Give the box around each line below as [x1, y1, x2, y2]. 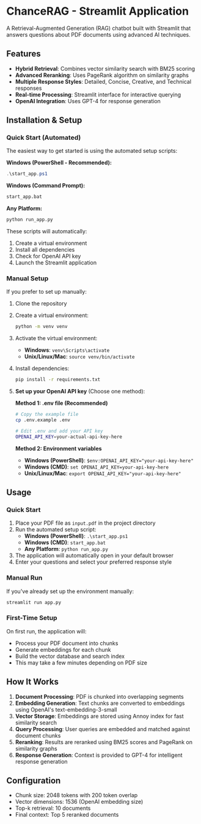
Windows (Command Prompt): [6, 182, 86, 189]
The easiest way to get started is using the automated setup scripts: [6, 147, 178, 155]
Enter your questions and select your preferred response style [15, 558, 172, 566]
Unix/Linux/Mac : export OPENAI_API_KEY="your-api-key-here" [24, 469, 181, 477]
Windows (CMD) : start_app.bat [24, 539, 106, 546]
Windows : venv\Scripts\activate [24, 346, 110, 354]
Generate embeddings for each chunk [15, 646, 111, 653]
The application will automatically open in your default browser [15, 552, 174, 560]
